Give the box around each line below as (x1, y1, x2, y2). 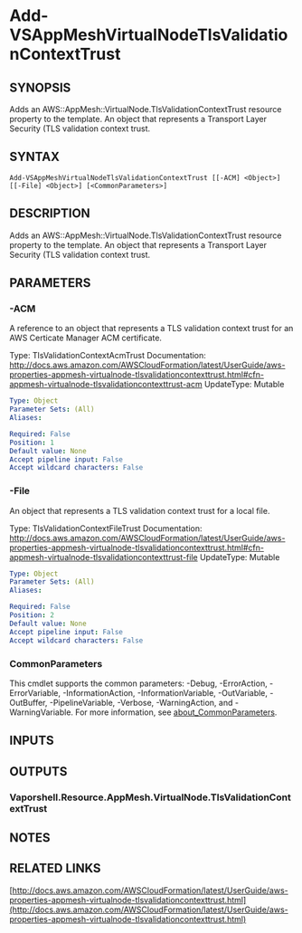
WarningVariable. (9, 707, 74, 718)
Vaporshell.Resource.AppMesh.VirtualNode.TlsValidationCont (9, 791, 291, 804)
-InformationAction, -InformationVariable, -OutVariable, (62, 687, 269, 698)
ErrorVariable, (9, 687, 61, 698)
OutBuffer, (9, 697, 48, 708)
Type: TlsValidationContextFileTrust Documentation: (9, 522, 203, 534)
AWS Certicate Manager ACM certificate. (9, 332, 163, 344)
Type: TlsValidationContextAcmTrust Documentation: (9, 350, 206, 361)
